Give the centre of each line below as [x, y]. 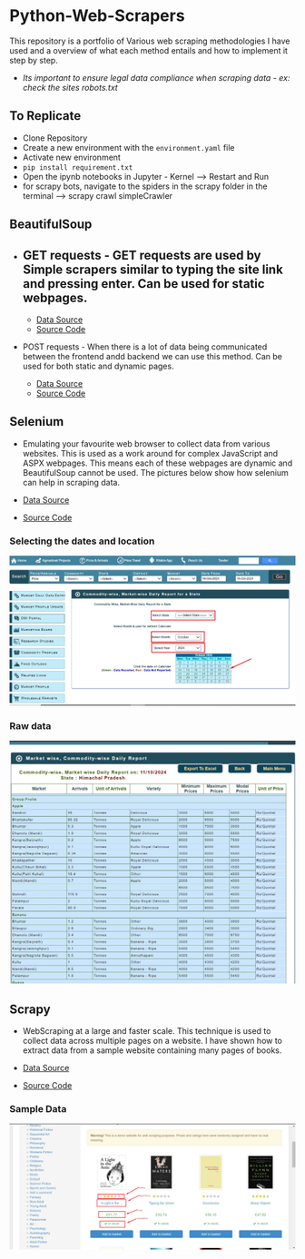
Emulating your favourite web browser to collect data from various [146, 443]
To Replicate [45, 116]
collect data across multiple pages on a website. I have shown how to [152, 1040]
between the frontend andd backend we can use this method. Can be [152, 356]
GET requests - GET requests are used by [142, 255]
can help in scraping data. [71, 482]
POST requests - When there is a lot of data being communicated [145, 347]
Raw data [30, 726]
